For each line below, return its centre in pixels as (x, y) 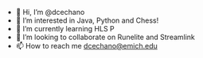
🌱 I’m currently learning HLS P (65, 29)
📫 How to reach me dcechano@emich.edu (86, 46)
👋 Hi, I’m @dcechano (50, 12)
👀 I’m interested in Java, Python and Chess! (87, 20)
